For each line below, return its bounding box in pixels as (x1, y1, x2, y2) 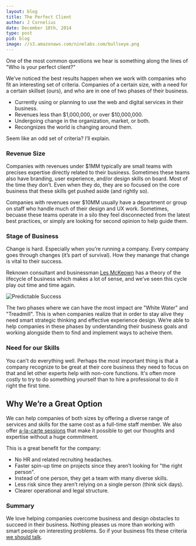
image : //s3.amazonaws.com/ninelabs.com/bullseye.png (6, 42, 140, 47)
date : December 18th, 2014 (6, 25, 72, 31)
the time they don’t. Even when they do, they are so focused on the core (6, 181, 180, 188)
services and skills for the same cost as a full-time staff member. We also (6, 421, 182, 428)
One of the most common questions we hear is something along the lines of (6, 57, 188, 64)
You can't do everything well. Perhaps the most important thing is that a (6, 357, 178, 364)
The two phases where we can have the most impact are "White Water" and (6, 304, 188, 311)
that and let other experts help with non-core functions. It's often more (6, 369, 176, 376)
